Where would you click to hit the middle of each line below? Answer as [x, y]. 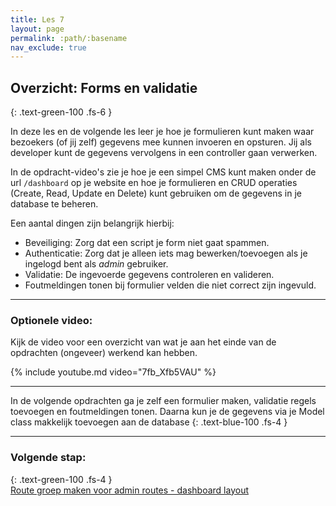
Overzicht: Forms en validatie [104, 87]
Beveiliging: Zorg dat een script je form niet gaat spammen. [147, 243]
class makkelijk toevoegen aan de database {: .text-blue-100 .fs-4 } [149, 422]
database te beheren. [54, 204]
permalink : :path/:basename [69, 38]
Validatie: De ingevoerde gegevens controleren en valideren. [149, 275]
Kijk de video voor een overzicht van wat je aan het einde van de [143, 342]
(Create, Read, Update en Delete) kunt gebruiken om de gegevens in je [156, 193]
